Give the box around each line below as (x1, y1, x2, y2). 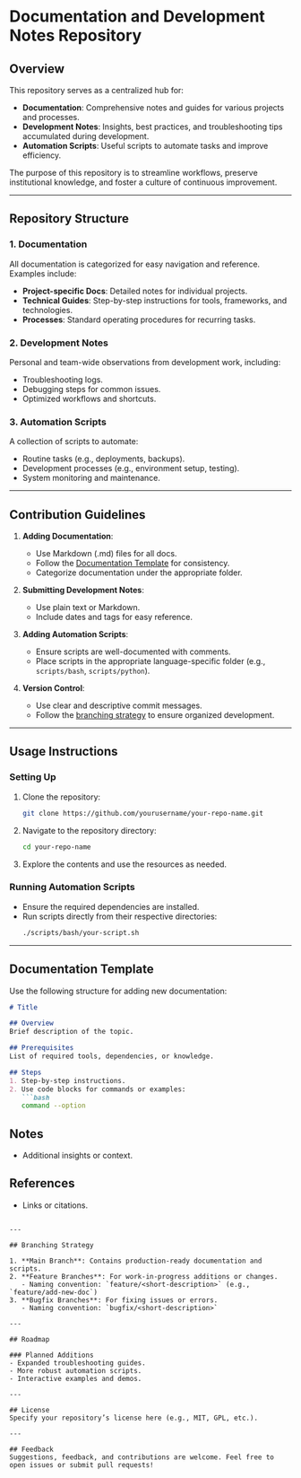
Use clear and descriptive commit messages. (35, 700, 203, 711)
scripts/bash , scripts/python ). (35, 666, 150, 677)
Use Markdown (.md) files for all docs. (35, 548, 177, 559)
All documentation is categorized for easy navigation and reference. (9, 258, 261, 269)
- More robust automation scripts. (9, 1366, 142, 1375)
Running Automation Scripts (9, 881, 136, 894)
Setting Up (9, 771, 56, 783)
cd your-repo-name (21, 842, 91, 852)
